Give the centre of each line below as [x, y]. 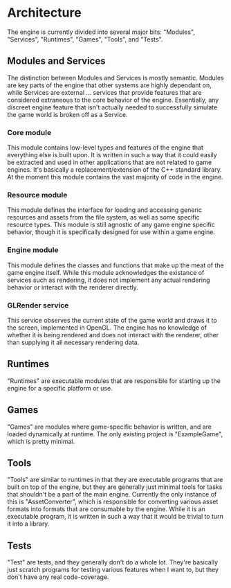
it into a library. [28, 524]
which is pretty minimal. [41, 441]
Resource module [37, 195]
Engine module [33, 250]
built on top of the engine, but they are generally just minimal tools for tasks [115, 487]
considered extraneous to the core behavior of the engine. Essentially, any [113, 100]
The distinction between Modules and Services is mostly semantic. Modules [115, 78]
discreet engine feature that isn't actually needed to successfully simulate [112, 107]
